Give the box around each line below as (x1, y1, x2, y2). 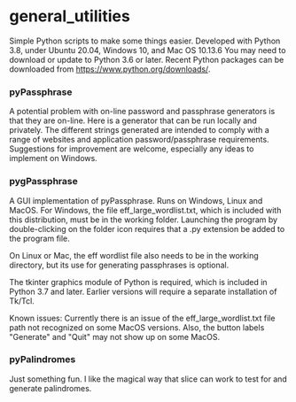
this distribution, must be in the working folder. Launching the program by (9, 214, 277, 225)
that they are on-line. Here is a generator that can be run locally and (9, 115, 257, 126)
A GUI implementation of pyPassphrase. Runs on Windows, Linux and (9, 195, 263, 205)
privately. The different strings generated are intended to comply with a (9, 125, 270, 135)
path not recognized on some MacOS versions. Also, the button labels (9, 321, 265, 333)
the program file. (9, 233, 71, 244)
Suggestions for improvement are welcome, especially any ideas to (9, 143, 254, 154)
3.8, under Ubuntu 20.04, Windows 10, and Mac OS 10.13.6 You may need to (9, 44, 286, 55)
